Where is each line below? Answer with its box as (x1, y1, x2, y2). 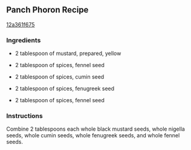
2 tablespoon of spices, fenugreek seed (15, 85, 115, 93)
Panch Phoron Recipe (6, 5, 89, 15)
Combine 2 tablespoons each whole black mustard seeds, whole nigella (6, 125, 186, 132)
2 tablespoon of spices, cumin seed (15, 73, 105, 80)
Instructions (6, 112, 44, 120)
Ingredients (6, 36, 41, 44)
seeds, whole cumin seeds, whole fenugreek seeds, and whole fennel (6, 132, 180, 139)
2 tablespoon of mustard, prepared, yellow (15, 50, 121, 57)
